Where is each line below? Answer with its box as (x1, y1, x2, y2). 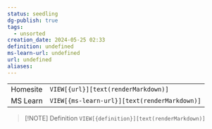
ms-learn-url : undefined (7, 50, 80, 57)
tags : (7, 23, 23, 30)
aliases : (7, 63, 33, 70)
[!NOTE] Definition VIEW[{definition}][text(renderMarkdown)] (24, 113, 206, 122)
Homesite (11, 84, 43, 94)
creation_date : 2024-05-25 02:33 (7, 37, 106, 44)
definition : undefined (7, 43, 74, 50)
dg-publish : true (7, 17, 58, 24)
